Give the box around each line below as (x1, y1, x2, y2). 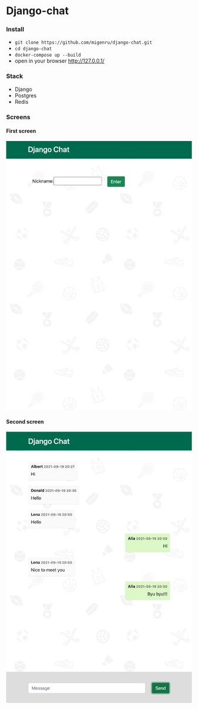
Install (6, 25, 25, 34)
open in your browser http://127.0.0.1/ (14, 57, 105, 64)
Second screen (6, 418, 44, 426)
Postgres (14, 92, 37, 99)
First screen (6, 128, 37, 135)
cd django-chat (14, 46, 52, 52)
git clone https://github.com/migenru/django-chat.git (14, 40, 153, 45)
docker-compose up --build (14, 52, 81, 58)
